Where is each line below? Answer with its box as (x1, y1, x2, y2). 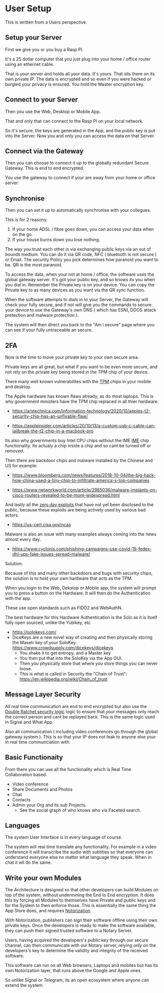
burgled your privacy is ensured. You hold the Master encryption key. (5, 81, 144, 87)
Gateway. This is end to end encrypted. (5, 165, 84, 171)
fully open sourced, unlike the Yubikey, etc (5, 620, 91, 625)
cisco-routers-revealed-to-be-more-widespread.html (12, 492, 120, 498)
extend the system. (5, 982, 44, 988)
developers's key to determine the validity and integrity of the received (5, 948, 148, 954)
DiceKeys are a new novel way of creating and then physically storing (12, 634, 153, 640)
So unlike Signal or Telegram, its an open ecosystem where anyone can (5, 977, 149, 983)
